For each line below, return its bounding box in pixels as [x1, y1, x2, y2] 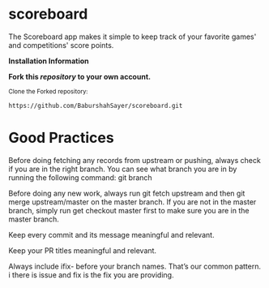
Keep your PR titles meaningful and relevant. [8, 245, 156, 256]
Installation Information [8, 56, 89, 66]
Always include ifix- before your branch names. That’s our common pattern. [8, 261, 262, 271]
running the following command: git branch [8, 172, 152, 183]
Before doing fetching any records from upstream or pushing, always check [8, 155, 261, 165]
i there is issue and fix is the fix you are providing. [8, 269, 174, 280]
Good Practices [8, 129, 115, 147]
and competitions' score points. [8, 40, 114, 49]
